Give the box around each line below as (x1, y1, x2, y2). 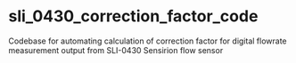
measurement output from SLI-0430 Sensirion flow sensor (8, 44, 224, 55)
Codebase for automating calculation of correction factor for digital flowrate (8, 35, 287, 46)
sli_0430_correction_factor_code (8, 6, 259, 27)
